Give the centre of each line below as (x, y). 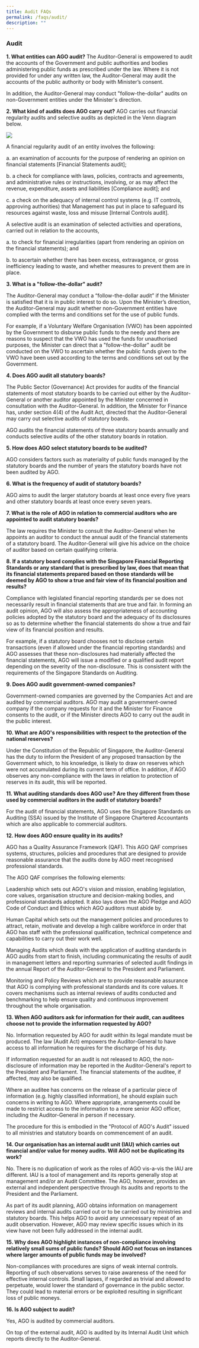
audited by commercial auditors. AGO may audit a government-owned (92, 702)
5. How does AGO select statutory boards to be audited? (77, 448)
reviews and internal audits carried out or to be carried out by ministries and (99, 1211)
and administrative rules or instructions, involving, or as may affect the (92, 182)
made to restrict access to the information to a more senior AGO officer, (94, 1108)
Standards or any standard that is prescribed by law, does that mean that (98, 567)
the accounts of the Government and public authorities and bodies (87, 62)
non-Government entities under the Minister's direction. (74, 99)
